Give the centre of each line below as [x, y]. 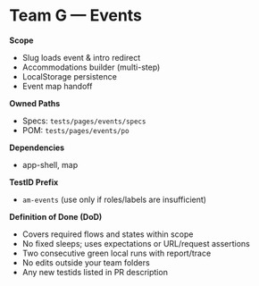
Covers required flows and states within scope [108, 234]
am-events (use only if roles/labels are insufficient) [114, 199]
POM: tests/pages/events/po [75, 130]
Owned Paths [35, 103]
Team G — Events [76, 16]
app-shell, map [50, 164]
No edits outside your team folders [86, 262]
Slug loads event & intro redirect [81, 57]
